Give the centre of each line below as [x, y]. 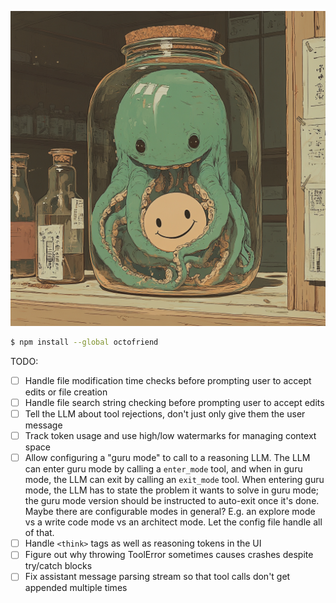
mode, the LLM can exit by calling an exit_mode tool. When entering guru [174, 480]
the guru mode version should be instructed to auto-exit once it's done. [172, 501]
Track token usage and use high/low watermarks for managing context [170, 436]
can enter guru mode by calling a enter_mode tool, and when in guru [163, 469]
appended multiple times [76, 588]
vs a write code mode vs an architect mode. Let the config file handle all [173, 522]
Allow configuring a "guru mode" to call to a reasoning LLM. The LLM [167, 458]
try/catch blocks [58, 566]
